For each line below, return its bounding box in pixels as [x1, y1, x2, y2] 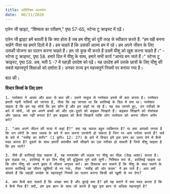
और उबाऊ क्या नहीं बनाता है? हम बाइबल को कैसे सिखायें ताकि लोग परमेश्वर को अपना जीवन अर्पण [5, 112, 157, 118]
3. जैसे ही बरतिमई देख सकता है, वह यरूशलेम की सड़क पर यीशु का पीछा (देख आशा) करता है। [5, 152, 159, 158]
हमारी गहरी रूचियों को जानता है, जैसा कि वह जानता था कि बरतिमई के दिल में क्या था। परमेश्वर [5, 99, 155, 104]
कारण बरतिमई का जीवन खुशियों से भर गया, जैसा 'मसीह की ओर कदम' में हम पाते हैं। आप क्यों [5, 166, 156, 171]
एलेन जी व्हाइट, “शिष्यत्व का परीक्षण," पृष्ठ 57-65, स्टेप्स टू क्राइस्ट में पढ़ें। [5, 26, 125, 32]
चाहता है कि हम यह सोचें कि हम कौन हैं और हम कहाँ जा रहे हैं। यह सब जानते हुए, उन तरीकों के [5, 104, 160, 109]
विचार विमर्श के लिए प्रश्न [5, 85, 42, 91]
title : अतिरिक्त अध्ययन [5, 7, 47, 13]
